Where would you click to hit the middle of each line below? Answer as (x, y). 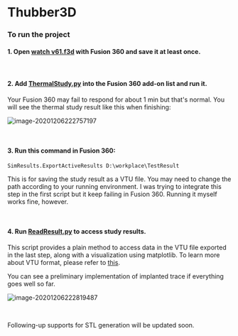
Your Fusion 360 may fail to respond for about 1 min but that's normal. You (116, 99)
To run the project (39, 35)
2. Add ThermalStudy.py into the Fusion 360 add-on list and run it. (107, 83)
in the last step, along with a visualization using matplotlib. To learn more (114, 255)
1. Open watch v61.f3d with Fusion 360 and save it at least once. (104, 51)
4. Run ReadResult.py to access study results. (77, 232)
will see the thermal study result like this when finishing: (89, 107)
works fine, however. (38, 201)
